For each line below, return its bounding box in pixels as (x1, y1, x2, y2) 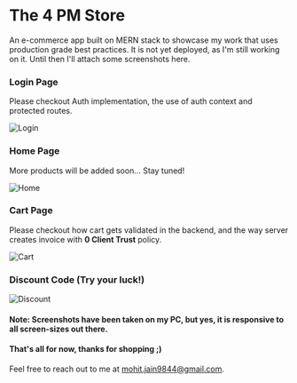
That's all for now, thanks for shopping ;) (9, 344, 162, 355)
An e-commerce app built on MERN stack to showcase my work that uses (9, 35, 278, 45)
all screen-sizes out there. (9, 323, 108, 334)
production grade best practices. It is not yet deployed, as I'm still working (9, 44, 280, 54)
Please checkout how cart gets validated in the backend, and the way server (9, 224, 289, 235)
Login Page (9, 76, 59, 88)
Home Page (9, 145, 60, 157)
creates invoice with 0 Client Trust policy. (9, 234, 162, 244)
